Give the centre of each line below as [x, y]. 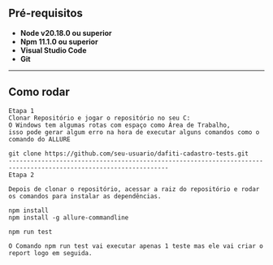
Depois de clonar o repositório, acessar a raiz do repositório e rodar [134, 189]
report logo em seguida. [50, 253]
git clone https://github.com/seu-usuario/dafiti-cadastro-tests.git [129, 154]
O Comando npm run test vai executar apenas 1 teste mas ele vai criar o [136, 246]
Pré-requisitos [46, 13]
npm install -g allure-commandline [69, 217]
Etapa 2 [22, 175]
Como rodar [39, 92]
